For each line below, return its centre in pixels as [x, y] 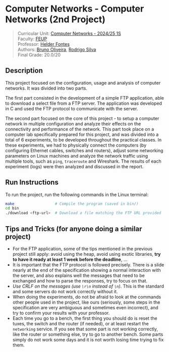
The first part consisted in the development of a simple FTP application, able [85, 98]
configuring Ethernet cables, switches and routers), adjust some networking [84, 150]
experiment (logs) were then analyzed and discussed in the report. [74, 166]
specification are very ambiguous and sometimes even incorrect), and [85, 307]
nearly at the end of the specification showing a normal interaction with [87, 270]
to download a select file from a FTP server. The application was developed [84, 103]
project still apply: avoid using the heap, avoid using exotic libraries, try [87, 254]
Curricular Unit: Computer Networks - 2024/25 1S [69, 33]
